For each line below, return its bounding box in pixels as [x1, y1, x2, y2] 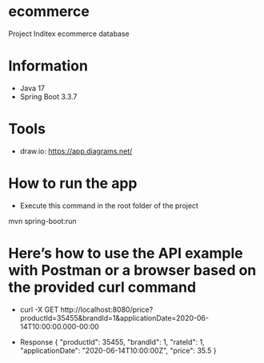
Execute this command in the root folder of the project [19, 201, 198, 210]
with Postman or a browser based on [8, 261, 257, 279]
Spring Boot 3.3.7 [19, 91, 78, 102]
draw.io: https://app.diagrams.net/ [19, 146, 133, 156]
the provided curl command [8, 278, 197, 296]
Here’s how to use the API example [8, 244, 243, 262]
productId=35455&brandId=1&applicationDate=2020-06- [19, 313, 210, 322]
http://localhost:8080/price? [60, 305, 154, 314]
